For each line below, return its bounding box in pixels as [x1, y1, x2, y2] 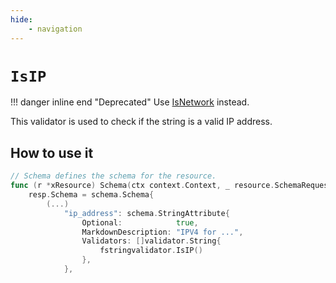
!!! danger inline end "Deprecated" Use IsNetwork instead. [10, 96, 250, 108]
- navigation [28, 24, 83, 34]
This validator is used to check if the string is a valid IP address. [10, 116, 273, 128]
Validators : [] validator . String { [81, 236, 222, 246]
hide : [10, 14, 33, 25]
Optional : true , [81, 217, 199, 228]
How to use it [10, 144, 94, 161]
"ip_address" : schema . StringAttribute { [63, 208, 230, 218]
